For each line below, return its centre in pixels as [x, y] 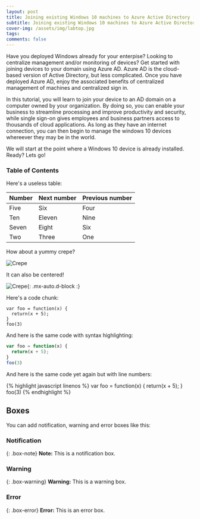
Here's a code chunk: [32, 298]
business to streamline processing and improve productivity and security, [96, 112]
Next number [57, 198]
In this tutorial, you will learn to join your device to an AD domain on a [91, 99]
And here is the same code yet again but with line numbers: [79, 374]
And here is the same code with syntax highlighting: [70, 335]
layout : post [22, 12]
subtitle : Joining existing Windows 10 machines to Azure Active [89, 23]
